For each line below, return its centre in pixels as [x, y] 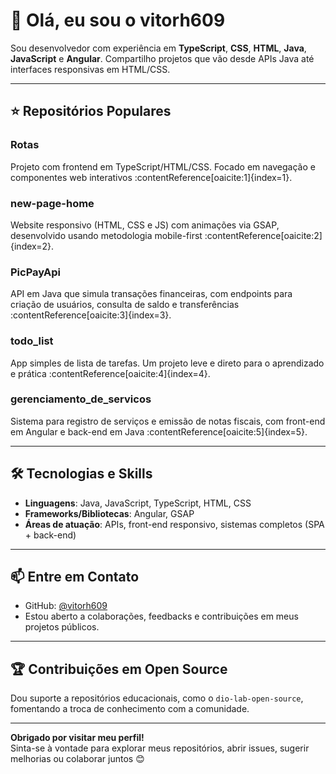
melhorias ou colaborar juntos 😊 [77, 759]
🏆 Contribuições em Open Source [119, 669]
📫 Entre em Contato [75, 577]
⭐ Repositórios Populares [91, 111]
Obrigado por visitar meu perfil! [77, 738]
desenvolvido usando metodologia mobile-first [106, 235]
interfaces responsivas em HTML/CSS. [90, 69]
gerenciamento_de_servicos [81, 399]
